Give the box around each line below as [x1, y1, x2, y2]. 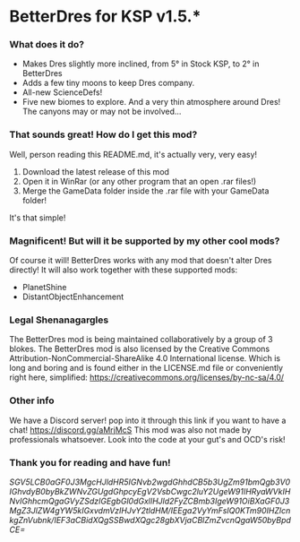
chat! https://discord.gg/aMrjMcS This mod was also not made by [9, 424, 252, 435]
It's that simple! [9, 212, 66, 223]
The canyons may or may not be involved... [21, 106, 182, 117]
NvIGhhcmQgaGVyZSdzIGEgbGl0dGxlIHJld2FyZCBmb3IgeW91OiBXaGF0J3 [9, 495, 290, 506]
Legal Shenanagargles [9, 314, 109, 326]
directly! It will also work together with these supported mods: [9, 264, 238, 275]
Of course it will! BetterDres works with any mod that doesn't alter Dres [9, 255, 272, 266]
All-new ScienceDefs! [21, 87, 103, 98]
